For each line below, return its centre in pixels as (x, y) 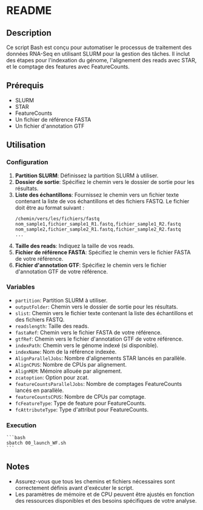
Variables (21, 287)
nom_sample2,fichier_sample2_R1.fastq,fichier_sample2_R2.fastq (98, 229)
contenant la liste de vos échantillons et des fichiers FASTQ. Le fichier (102, 201)
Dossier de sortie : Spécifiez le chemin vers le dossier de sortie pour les (105, 181)
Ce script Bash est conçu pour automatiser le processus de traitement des (99, 47)
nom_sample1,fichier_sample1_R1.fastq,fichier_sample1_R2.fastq (98, 224)
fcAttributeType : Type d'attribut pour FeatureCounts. (82, 410)
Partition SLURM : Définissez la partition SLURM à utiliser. (87, 175)
